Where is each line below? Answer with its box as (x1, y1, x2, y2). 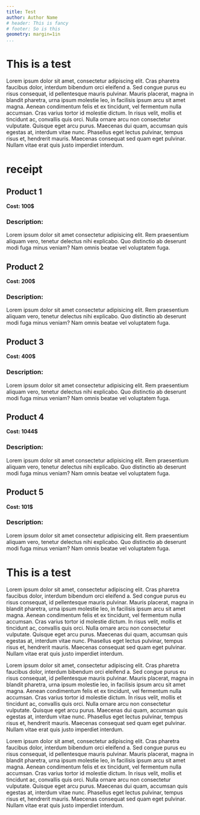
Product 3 (6, 336, 44, 347)
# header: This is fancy (6, 20, 69, 26)
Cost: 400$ (6, 353, 36, 360)
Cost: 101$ (6, 503, 33, 510)
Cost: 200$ (6, 278, 36, 285)
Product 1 (6, 187, 42, 197)
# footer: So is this (6, 25, 61, 32)
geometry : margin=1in (6, 31, 61, 37)
